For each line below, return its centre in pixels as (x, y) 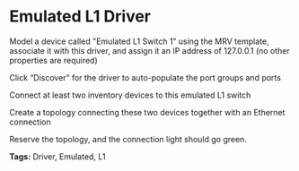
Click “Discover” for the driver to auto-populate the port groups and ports (145, 77)
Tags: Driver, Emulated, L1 (57, 156)
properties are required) (54, 60)
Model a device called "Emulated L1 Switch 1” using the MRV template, (139, 41)
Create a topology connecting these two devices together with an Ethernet (147, 112)
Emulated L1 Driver (80, 17)
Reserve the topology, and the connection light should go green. (128, 139)
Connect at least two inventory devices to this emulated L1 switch (130, 95)
